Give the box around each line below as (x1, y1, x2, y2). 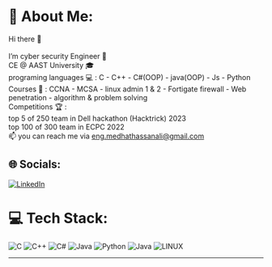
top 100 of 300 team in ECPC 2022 (8, 121, 125, 132)
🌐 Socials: (8, 158, 62, 172)
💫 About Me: (8, 7, 94, 26)
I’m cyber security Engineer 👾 (8, 51, 107, 61)
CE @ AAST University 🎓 (8, 60, 95, 70)
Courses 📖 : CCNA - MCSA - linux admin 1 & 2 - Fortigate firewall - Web (8, 84, 247, 94)
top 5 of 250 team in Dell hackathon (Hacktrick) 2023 (8, 113, 186, 123)
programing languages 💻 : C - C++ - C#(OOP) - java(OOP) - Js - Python (8, 72, 251, 82)
